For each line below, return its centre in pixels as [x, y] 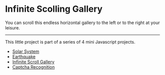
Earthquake [24, 56]
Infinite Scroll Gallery [33, 62]
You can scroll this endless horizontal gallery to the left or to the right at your [82, 23]
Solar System [26, 51]
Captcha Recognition [33, 67]
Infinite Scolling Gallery [54, 9]
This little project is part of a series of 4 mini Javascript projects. [70, 42]
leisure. [13, 27]
